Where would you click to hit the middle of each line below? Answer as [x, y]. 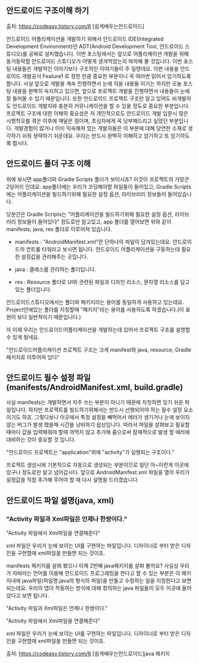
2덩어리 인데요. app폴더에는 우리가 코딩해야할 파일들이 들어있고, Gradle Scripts [99, 186]
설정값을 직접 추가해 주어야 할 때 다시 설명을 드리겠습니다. [73, 480]
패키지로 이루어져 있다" [33, 357]
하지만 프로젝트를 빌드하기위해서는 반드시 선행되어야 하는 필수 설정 [105, 410]
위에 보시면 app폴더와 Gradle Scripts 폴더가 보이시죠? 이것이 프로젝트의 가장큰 [98, 179]
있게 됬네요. [26, 337]
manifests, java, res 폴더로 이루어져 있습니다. [59, 229]
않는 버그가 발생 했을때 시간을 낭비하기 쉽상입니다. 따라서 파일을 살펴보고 [90, 425]
